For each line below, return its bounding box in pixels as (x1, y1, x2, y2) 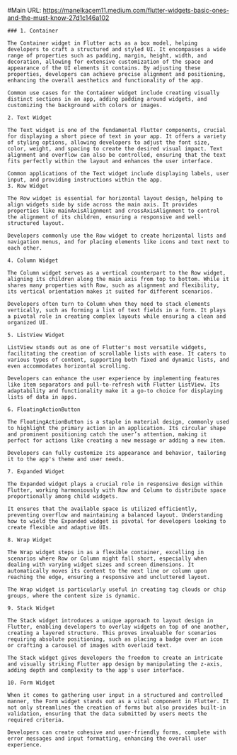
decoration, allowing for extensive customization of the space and (7, 58, 214, 65)
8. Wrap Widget (7, 536, 52, 544)
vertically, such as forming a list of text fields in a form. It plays (7, 307, 226, 314)
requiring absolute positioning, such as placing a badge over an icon (7, 636, 223, 643)
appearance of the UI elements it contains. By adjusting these (7, 65, 201, 72)
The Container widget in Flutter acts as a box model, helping (7, 40, 198, 47)
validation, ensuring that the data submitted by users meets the (7, 710, 207, 717)
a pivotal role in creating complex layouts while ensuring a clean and (7, 313, 226, 320)
